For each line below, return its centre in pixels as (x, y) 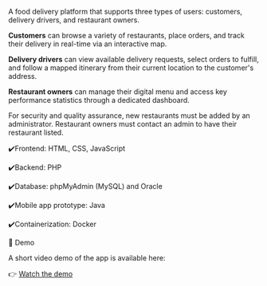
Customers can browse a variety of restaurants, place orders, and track (126, 35)
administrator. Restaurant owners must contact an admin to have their (123, 124)
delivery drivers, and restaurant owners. (74, 20)
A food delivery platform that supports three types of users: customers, (126, 12)
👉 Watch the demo (41, 274)
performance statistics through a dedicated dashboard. (99, 100)
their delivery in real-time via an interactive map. (88, 44)
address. (23, 76)
